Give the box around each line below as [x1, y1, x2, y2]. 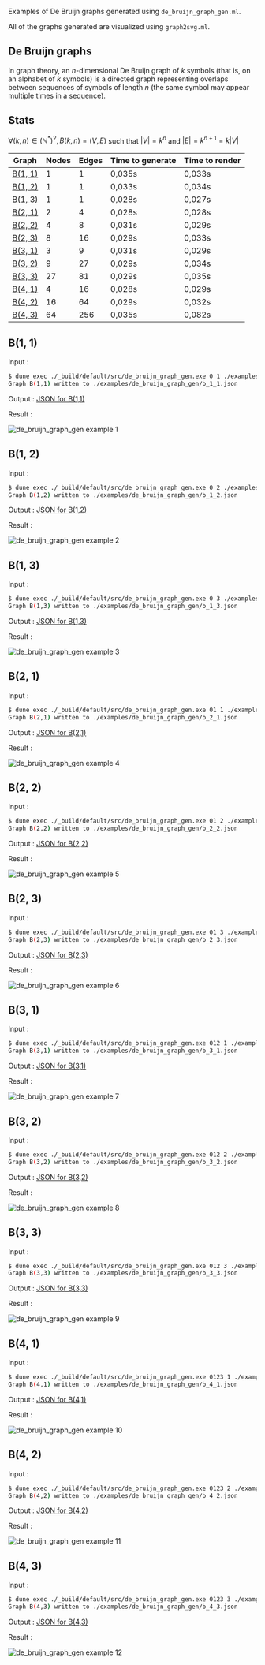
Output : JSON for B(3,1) [8, 1061, 87, 1071]
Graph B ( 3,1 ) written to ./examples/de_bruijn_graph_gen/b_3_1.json [8, 1047, 238, 1055]
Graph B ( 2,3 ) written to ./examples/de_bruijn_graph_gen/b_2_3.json [8, 935, 238, 943]
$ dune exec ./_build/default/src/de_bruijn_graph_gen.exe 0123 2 [8, 1484, 231, 1492]
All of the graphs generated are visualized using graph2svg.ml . [8, 22, 211, 31]
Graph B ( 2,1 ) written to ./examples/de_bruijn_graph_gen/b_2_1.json [8, 713, 238, 721]
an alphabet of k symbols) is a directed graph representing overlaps [8, 74, 229, 84]
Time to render [184, 155, 241, 166]
